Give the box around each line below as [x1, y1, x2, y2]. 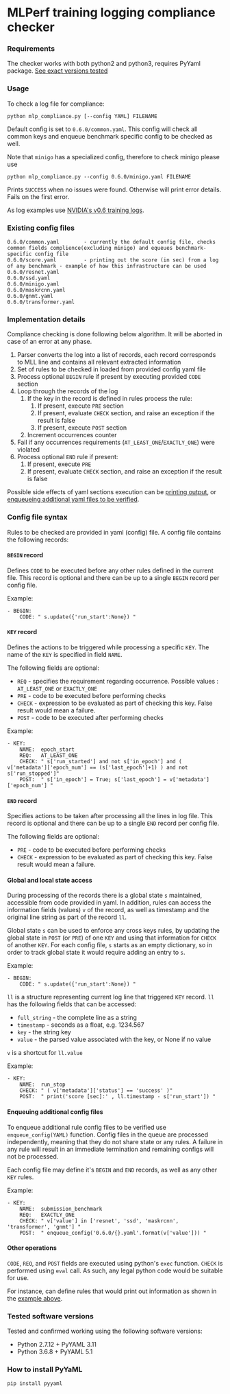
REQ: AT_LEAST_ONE [19, 752, 78, 759]
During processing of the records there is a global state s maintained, [7, 891, 203, 900]
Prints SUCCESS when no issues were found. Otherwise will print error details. [7, 185, 222, 194]
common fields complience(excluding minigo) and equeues [7, 245, 173, 252]
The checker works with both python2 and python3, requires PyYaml [7, 60, 201, 68]
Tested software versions [7, 1311, 94, 1321]
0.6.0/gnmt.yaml [7, 293, 53, 300]
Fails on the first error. [7, 192, 70, 200]
